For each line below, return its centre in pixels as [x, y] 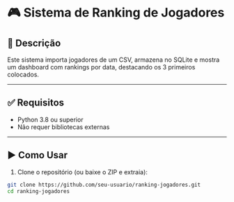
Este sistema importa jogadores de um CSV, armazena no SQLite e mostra [114, 60]
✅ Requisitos [36, 103]
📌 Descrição [34, 43]
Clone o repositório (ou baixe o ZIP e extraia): [83, 172]
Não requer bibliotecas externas [63, 127]
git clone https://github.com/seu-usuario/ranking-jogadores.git [104, 185]
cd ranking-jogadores [39, 191]
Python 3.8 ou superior [50, 119]
